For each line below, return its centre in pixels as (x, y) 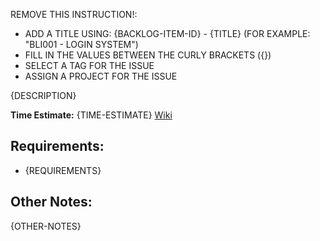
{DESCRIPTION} (43, 95)
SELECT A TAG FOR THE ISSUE (89, 65)
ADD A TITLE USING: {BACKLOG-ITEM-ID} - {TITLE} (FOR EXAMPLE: (167, 33)
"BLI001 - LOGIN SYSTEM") (81, 44)
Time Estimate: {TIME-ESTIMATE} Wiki (91, 115)
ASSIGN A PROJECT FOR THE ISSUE (101, 76)
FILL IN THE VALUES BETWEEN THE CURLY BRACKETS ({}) (148, 55)
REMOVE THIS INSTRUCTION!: (74, 14)
